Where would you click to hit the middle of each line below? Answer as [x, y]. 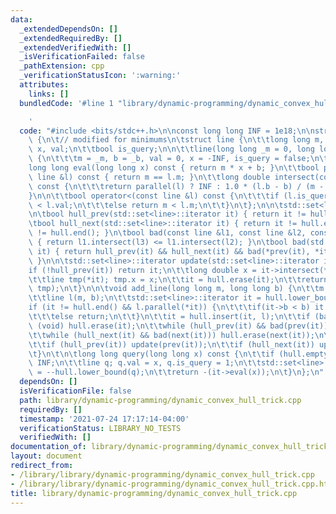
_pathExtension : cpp [62, 66]
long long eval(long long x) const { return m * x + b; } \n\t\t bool [174, 168]
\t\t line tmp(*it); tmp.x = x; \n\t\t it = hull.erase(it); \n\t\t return [178, 279]
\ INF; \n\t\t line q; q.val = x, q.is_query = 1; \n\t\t [145, 363]
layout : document [46, 456]
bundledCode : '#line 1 [66, 103]
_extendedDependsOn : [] [68, 29]
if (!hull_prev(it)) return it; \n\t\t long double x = [142, 270]
